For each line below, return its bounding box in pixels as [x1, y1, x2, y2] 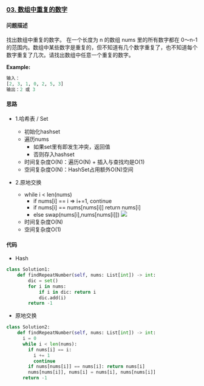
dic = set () [28, 277, 59, 283]
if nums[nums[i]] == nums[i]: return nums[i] [28, 364, 146, 370]
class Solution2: [6, 324, 50, 330]
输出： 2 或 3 [6, 86, 36, 92]
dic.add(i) [38, 294, 67, 301]
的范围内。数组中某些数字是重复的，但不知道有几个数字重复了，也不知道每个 [6, 44, 198, 51]
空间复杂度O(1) [24, 226, 62, 233]
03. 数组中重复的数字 [6, 5, 68, 13]
